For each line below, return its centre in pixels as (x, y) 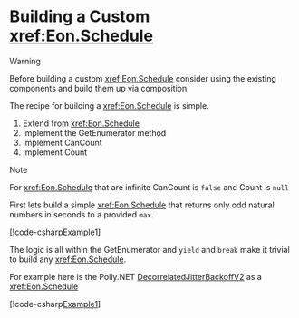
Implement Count (55, 152)
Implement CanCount (62, 142)
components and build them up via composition (98, 88)
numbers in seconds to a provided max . (82, 214)
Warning (25, 61)
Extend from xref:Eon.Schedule (81, 123)
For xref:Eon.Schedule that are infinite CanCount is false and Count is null (149, 187)
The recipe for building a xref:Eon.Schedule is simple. (110, 105)
